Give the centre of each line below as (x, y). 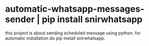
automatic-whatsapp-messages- (75, 9)
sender (20, 19)
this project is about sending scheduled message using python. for (73, 33)
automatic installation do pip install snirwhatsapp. (55, 38)
